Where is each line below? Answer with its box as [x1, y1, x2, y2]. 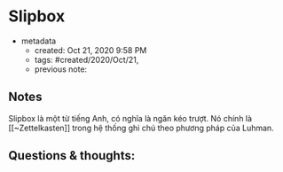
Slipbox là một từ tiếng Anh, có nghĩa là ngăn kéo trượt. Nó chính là [8, 113, 253, 123]
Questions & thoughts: [8, 148, 136, 163]
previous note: [34, 64, 88, 74]
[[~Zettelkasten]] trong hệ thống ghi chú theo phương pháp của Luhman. [8, 122, 274, 133]
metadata [20, 35, 57, 46]
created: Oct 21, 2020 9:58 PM [34, 44, 147, 55]
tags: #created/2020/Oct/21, [34, 54, 139, 65]
